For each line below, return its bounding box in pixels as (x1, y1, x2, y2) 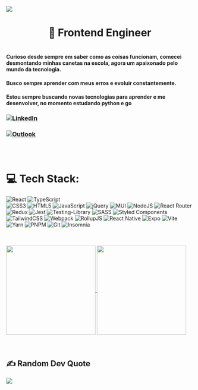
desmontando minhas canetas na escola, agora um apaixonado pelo (6, 59, 178, 67)
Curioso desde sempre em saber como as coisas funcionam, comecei (6, 54, 182, 61)
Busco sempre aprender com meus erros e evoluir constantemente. (6, 79, 177, 86)
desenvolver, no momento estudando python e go (6, 99, 132, 106)
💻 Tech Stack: (6, 172, 80, 185)
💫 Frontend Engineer (48, 26, 152, 40)
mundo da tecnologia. (6, 66, 61, 73)
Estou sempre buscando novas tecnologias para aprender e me (6, 93, 166, 100)
